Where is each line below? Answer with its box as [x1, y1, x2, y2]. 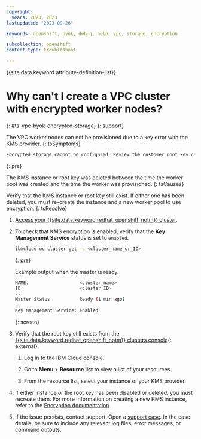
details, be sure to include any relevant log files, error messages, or [14, 419, 181, 426]
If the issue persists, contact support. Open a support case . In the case [14, 413, 190, 420]
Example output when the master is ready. [14, 268, 119, 275]
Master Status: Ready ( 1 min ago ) [14, 297, 126, 303]
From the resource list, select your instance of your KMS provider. [23, 377, 187, 385]
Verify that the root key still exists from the [14, 330, 120, 337]
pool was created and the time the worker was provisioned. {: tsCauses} [6, 180, 184, 187]
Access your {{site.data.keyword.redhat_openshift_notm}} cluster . [14, 216, 178, 223]
